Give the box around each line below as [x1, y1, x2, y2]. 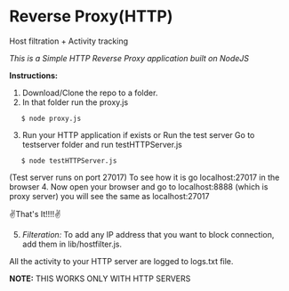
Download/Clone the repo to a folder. [21, 87, 158, 98]
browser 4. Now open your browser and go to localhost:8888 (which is [9, 181, 269, 192]
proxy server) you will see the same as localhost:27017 [9, 190, 210, 201]
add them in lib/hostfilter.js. [21, 238, 123, 249]
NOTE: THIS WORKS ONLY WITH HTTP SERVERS [9, 273, 191, 284]
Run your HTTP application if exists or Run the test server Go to [21, 129, 255, 140]
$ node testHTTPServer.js [20, 156, 117, 166]
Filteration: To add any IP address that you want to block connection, [21, 229, 275, 239]
